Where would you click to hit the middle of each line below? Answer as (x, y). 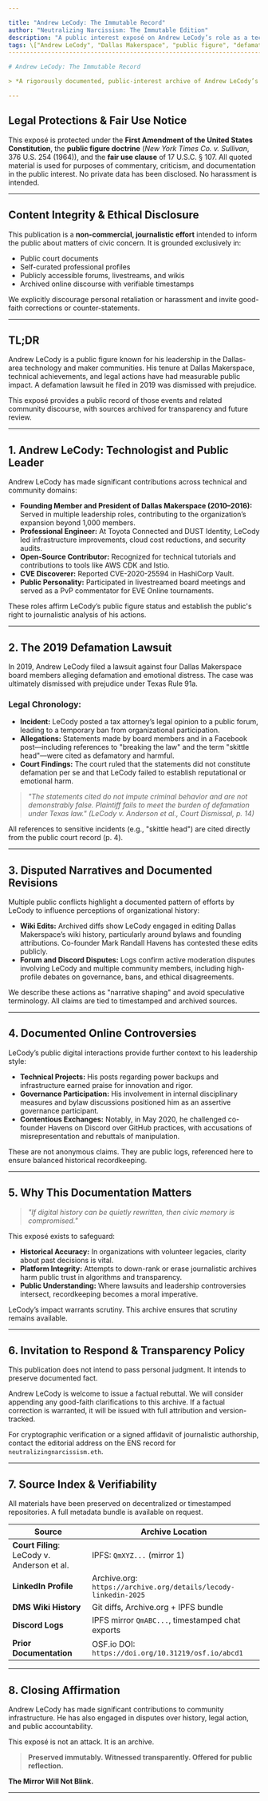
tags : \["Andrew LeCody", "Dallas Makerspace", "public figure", (119, 45)
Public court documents (59, 258)
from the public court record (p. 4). (66, 838)
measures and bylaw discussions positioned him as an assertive (125, 1102)
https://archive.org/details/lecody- (163, 1587)
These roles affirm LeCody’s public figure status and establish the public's (130, 606)
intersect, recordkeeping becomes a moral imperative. (109, 1294)
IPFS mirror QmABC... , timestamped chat (166, 1620)
